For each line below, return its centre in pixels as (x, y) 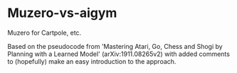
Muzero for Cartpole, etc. (44, 33)
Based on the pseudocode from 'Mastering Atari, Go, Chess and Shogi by (115, 46)
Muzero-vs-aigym (62, 13)
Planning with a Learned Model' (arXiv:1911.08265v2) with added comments (118, 54)
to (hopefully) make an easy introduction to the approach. (92, 61)
